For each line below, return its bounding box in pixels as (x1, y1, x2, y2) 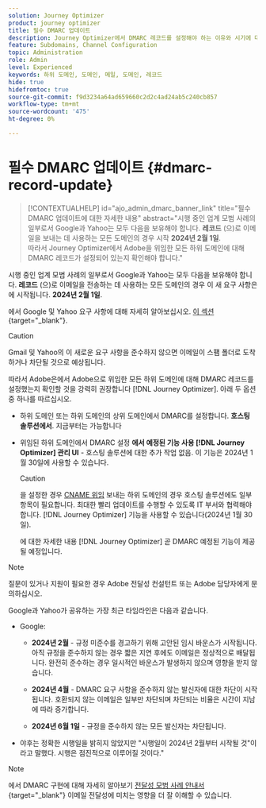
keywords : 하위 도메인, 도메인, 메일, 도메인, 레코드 (8, 71, 163, 79)
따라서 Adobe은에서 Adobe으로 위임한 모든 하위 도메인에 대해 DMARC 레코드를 (8, 374, 254, 384)
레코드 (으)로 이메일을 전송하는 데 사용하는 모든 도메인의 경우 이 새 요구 (18, 280, 237, 289)
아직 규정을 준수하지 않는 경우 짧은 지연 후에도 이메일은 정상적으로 (31, 648, 235, 657)
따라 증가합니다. (40, 704, 89, 713)
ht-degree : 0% (8, 115, 55, 123)
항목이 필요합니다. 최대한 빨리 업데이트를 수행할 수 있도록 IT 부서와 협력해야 (19, 500, 253, 509)
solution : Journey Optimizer (8, 11, 104, 20)
